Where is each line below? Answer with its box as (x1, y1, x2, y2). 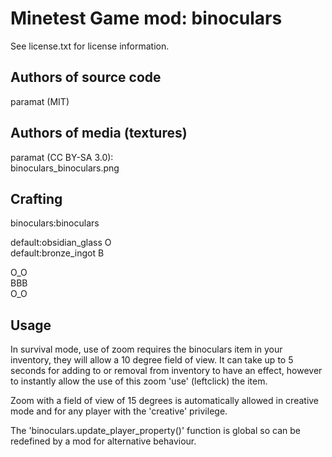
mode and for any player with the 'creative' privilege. (10, 405, 228, 417)
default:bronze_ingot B (10, 247, 105, 259)
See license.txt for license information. (10, 40, 170, 52)
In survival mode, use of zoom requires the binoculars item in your (10, 343, 283, 356)
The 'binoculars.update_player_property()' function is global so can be (10, 425, 301, 437)
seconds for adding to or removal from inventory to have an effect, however (10, 365, 323, 377)
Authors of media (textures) (10, 125, 188, 142)
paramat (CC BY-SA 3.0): (10, 151, 114, 163)
